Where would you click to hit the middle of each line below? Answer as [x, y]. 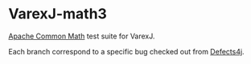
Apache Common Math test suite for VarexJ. [82, 36]
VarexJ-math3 [58, 14]
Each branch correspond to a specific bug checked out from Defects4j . [126, 51]
